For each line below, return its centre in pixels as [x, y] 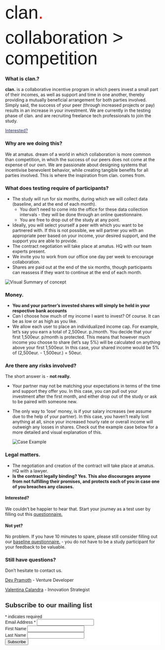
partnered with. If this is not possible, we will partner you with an [78, 230]
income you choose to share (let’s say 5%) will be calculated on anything [86, 342]
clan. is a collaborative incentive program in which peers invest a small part [82, 90]
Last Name [16, 635]
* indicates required [24, 617]
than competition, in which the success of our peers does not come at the [80, 159]
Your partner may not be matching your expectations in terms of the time [86, 386]
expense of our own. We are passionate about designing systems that [76, 165]
